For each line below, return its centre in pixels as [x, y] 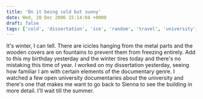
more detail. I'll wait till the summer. [50, 91]
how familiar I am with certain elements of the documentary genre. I [91, 72]
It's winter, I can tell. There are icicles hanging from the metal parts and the [100, 46]
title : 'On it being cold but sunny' [54, 12]
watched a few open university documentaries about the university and [95, 78]
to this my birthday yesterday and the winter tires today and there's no [94, 59]
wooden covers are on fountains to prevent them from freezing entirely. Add [101, 53]
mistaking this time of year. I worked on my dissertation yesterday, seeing [98, 65]
